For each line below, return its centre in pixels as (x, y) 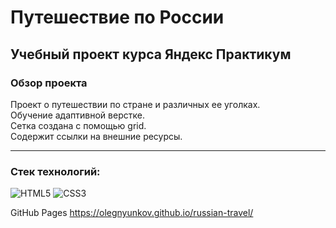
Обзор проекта (49, 83)
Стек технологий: (55, 171)
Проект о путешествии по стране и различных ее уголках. (135, 104)
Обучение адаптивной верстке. (77, 115)
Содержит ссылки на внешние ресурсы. (96, 136)
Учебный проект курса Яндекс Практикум (151, 54)
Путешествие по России (117, 17)
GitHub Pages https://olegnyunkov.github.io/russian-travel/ (132, 213)
